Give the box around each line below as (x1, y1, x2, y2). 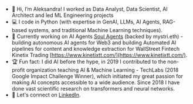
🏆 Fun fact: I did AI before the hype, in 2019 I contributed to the (11, 58, 166, 65)
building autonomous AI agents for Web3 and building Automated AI (11, 39, 177, 46)
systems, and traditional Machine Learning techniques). (28, 27, 163, 33)
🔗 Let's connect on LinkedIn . (11, 91, 81, 98)
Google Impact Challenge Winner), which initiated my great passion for (11, 73, 184, 79)
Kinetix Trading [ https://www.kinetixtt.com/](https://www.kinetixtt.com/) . (11, 51, 188, 58)
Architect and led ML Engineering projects (11, 12, 114, 19)
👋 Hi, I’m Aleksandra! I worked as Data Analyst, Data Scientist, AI (11, 6, 168, 12)
